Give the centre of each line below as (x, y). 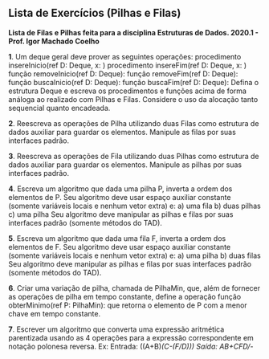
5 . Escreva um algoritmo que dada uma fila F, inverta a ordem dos (117, 238)
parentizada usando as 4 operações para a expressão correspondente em (131, 337)
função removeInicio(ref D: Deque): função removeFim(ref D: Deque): (123, 73)
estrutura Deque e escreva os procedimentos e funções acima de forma (128, 91)
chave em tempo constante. (55, 313)
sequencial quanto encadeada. (59, 108)
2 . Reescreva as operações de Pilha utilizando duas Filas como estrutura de (134, 123)
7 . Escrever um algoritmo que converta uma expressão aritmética (116, 329)
